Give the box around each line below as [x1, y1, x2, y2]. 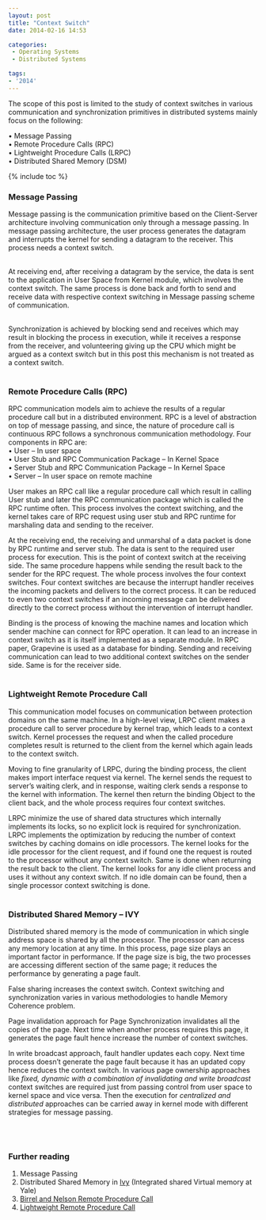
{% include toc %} [8, 171, 69, 181]
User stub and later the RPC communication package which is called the [8, 495, 244, 505]
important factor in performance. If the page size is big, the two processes [8, 951, 251, 961]
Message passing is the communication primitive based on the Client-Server [8, 209, 258, 219]
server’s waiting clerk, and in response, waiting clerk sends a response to [8, 781, 248, 791]
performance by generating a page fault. [8, 968, 141, 978]
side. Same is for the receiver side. [8, 661, 122, 670]
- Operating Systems [11, 48, 80, 56]
